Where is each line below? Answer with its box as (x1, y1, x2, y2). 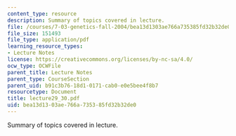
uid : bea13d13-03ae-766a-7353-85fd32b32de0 (7, 102, 137, 109)
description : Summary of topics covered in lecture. (7, 17, 165, 24)
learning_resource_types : (7, 43, 83, 50)
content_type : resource (7, 10, 77, 18)
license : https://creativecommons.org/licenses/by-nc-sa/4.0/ (7, 56, 193, 63)
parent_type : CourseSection (7, 75, 90, 83)
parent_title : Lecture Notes (7, 69, 93, 76)
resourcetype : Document (7, 88, 77, 95)
